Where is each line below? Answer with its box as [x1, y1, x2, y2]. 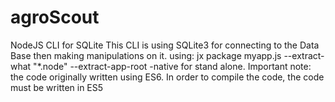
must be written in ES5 [10, 81, 104, 93]
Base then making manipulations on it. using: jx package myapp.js [10, 49, 282, 61]
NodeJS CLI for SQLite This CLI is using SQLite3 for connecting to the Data [10, 39, 320, 51]
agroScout [10, 6, 100, 29]
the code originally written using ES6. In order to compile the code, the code [10, 71, 325, 83]
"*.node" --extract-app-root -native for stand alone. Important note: [33, 60, 312, 72]
